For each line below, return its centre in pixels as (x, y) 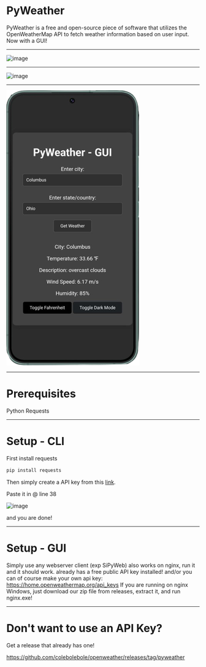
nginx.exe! (19, 598)
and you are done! (29, 517)
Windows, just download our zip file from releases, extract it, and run (93, 591)
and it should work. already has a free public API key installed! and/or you (99, 571)
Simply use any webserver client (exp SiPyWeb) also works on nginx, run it (101, 565)
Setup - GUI (36, 548)
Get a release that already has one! (51, 645)
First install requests (32, 458)
